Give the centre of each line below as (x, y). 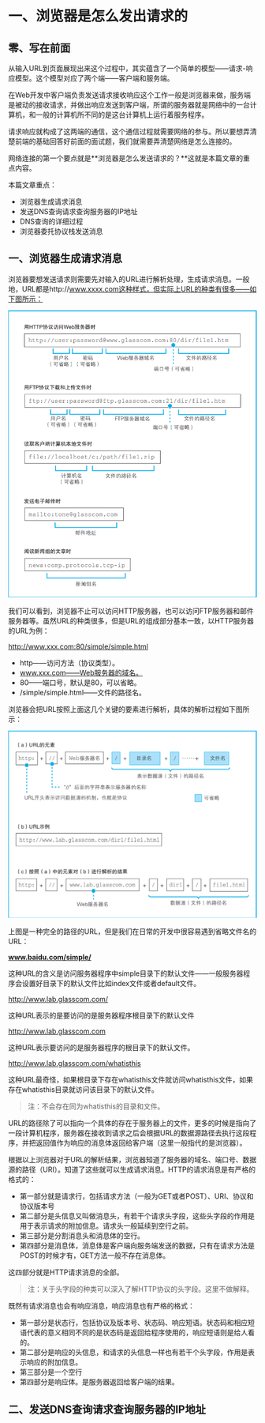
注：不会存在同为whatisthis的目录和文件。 (96, 1106)
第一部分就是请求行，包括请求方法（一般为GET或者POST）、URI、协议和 (136, 1196)
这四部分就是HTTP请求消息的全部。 (66, 1272)
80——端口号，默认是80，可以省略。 (80, 683)
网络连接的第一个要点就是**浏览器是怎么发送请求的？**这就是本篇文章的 (126, 158)
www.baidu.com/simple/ (50, 958)
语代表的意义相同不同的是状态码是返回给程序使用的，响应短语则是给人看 (137, 1333)
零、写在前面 (39, 48)
